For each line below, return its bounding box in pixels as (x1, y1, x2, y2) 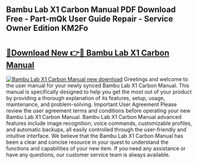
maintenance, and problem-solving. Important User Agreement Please (6, 101, 177, 108)
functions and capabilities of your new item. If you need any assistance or (6, 145, 186, 152)
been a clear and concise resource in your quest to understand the (6, 139, 169, 146)
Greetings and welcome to (124, 76, 188, 82)
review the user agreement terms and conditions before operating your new (6, 107, 191, 114)
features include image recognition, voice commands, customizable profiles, (6, 120, 192, 127)
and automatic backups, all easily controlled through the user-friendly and (6, 126, 187, 133)
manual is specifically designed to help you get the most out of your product (6, 88, 192, 95)
